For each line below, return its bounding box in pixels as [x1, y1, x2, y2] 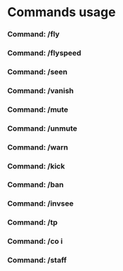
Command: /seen [7, 67, 68, 77]
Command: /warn [7, 142, 69, 152]
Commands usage [7, 4, 116, 20]
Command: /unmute [7, 124, 77, 133]
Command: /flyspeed [7, 48, 82, 58]
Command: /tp [7, 218, 58, 227]
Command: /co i [7, 237, 63, 246]
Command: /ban [7, 180, 64, 190]
